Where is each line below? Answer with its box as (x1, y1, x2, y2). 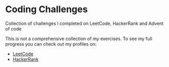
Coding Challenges (5, 4, 88, 15)
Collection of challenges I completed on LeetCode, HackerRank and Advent (5, 20, 164, 26)
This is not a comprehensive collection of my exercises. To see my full (5, 36, 153, 42)
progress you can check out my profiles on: (5, 41, 97, 47)
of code (5, 25, 22, 31)
